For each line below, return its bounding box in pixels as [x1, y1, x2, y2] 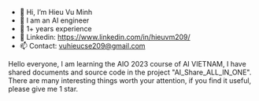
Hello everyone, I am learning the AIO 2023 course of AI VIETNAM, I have [8, 60, 246, 68]
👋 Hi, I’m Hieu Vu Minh [19, 8, 93, 16]
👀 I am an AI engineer [19, 16, 90, 25]
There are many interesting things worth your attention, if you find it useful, [8, 76, 252, 85]
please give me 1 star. [8, 85, 79, 93]
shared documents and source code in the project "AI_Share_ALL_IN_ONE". [8, 67, 252, 77]
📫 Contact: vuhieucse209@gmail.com [19, 41, 146, 50]
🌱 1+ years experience [19, 24, 92, 33]
